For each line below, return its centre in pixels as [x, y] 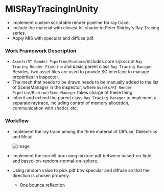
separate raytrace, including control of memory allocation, [71, 103]
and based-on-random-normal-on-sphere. [55, 161]
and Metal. [23, 137]
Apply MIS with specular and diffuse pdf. [53, 38]
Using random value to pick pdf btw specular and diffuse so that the [81, 170]
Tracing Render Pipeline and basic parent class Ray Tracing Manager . [83, 66]
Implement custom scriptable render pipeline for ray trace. [71, 22]
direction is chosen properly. [41, 175]
